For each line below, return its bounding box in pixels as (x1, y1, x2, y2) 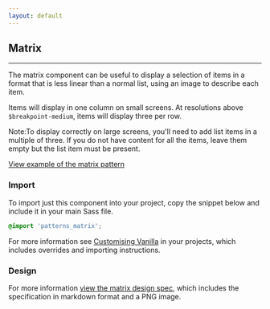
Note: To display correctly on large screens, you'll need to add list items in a (8, 127, 257, 136)
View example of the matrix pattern (8, 160, 125, 169)
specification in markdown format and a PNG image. (8, 291, 182, 301)
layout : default (8, 11, 63, 20)
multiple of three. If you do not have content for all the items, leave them (8, 136, 247, 145)
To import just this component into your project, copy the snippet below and (8, 197, 260, 207)
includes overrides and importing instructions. (8, 245, 161, 254)
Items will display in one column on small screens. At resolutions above (8, 103, 243, 112)
